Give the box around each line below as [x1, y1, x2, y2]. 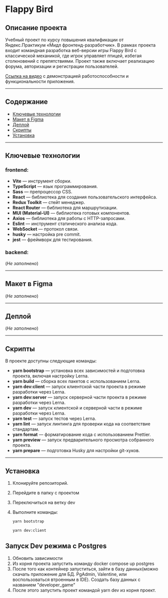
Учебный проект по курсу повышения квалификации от [5, 37, 124, 43]
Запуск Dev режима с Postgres [5, 542, 107, 550]
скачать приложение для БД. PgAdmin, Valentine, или [12, 571, 127, 577]
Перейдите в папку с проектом [12, 490, 79, 496]
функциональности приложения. [5, 79, 75, 84]
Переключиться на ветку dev [12, 500, 75, 506]
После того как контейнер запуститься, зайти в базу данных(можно [12, 565, 158, 572]
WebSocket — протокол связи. [12, 226, 79, 232]
